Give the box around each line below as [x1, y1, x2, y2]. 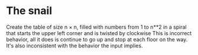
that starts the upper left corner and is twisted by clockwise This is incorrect [6, 29, 192, 36]
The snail [6, 4, 52, 18]
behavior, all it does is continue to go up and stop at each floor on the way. [6, 36, 188, 43]
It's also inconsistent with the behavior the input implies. [6, 42, 143, 49]
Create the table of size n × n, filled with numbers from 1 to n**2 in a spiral [6, 23, 187, 30]
